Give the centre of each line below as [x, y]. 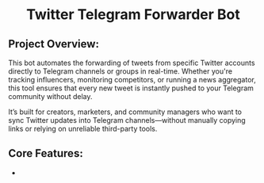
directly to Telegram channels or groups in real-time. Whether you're [120, 71]
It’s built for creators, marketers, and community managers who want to [125, 112]
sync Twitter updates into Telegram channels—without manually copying [127, 120]
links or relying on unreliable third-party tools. [83, 129]
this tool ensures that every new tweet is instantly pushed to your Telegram [131, 88]
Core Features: [46, 153]
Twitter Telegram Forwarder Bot [133, 15]
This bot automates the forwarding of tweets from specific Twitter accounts [132, 63]
